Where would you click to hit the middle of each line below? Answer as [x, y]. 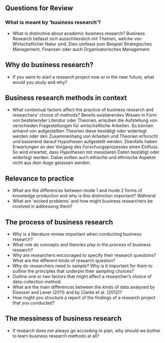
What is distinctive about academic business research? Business [79, 33]
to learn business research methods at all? [56, 336]
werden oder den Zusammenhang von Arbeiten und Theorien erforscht [85, 136]
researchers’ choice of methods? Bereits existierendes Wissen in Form [85, 115]
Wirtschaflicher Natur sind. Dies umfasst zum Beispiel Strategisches [82, 44]
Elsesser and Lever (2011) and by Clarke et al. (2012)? [67, 292]
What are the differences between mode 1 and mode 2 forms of [77, 190]
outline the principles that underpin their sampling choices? [73, 271]
